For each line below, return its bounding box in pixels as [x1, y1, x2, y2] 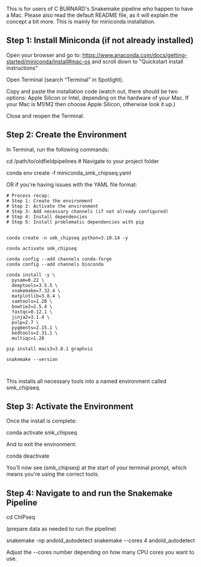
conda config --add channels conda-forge [6, 256, 112, 262]
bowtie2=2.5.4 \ [11, 303, 53, 310]
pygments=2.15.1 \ [11, 324, 59, 331]
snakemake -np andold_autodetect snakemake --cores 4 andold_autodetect [6, 537, 195, 544]
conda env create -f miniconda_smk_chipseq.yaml [6, 169, 132, 176]
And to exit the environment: [6, 441, 77, 448]
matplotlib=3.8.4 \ [11, 293, 61, 299]
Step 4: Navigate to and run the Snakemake [6, 488, 173, 498]
